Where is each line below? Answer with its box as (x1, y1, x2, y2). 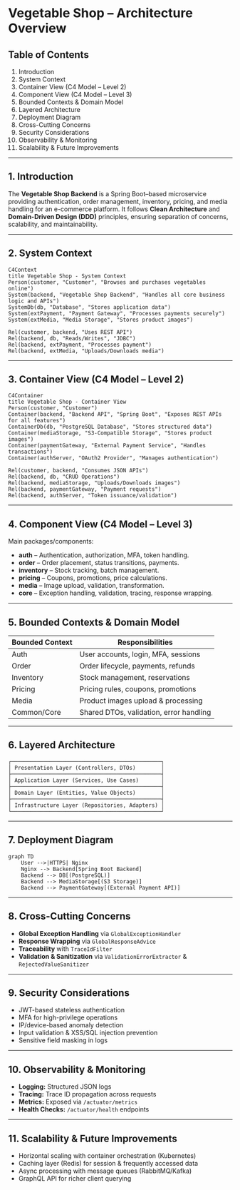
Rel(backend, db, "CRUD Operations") (8, 473, 120, 481)
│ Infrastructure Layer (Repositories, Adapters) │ (8, 801, 165, 809)
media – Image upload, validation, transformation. (18, 581, 165, 590)
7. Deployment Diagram (8, 834, 114, 846)
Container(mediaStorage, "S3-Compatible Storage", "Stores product (8, 429, 213, 437)
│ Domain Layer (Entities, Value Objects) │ (8, 789, 165, 796)
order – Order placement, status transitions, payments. (18, 559, 180, 567)
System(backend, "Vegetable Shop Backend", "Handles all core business (8, 291, 225, 298)
